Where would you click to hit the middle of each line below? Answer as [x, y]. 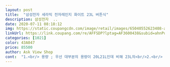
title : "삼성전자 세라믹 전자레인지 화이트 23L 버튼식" [57, 15]
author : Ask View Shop [29, 52]
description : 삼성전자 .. [32, 19]
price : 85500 [19, 47]
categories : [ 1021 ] [26, 38]
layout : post [19, 10]
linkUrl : [14, 33]
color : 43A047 [20, 43]
